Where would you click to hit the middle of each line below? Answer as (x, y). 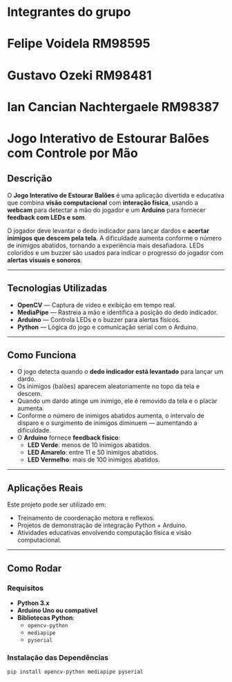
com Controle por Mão (72, 153)
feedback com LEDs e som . (47, 217)
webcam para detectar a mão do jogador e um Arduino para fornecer (106, 210)
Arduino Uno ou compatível (57, 610)
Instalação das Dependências (58, 657)
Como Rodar (35, 568)
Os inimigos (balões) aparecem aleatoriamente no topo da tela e (108, 386)
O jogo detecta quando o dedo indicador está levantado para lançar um (120, 372)
